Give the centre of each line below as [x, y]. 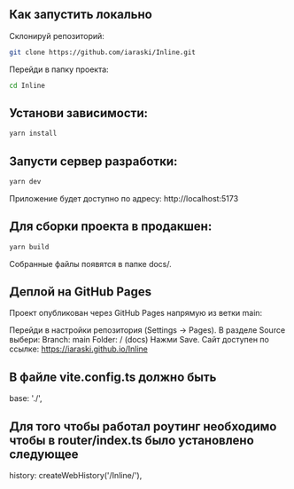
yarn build [29, 247]
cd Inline [27, 85]
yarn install [33, 134]
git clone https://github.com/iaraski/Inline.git [103, 52]
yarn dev [25, 182]
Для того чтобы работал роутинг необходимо [143, 426]
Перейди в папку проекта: [59, 69]
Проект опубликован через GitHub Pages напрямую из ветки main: [136, 313]
